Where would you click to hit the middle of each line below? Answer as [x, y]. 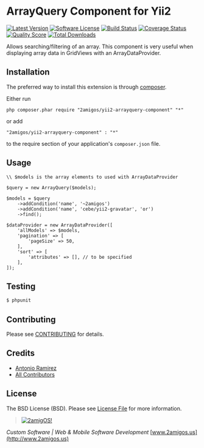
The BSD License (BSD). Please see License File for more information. [94, 408]
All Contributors [35, 374]
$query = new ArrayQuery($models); [51, 187]
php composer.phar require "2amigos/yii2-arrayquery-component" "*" [95, 110]
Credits [21, 353]
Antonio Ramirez [36, 368]
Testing [21, 286]
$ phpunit [19, 300]
